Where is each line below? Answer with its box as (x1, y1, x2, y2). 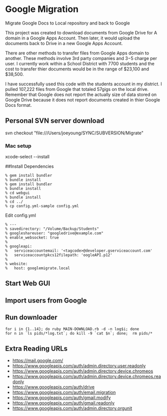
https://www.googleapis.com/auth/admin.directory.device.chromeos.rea (12, 374, 161, 380)
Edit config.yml (5, 212, 36, 218)
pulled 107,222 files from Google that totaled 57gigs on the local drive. (5, 86, 149, 92)
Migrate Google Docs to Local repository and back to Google (5, 20, 130, 26)
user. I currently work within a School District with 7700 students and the (5, 60, 155, 66)
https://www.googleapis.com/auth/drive (12, 384, 95, 390)
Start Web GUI (5, 279, 50, 288)
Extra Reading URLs (5, 345, 68, 353)
